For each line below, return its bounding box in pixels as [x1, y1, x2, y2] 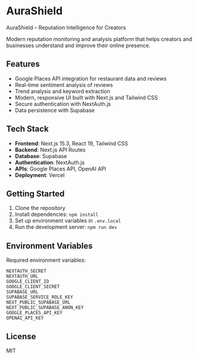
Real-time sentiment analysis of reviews [14, 81, 113, 88]
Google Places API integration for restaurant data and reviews [14, 75, 167, 82]
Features [6, 59, 40, 69]
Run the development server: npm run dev [14, 224, 117, 231]
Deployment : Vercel [14, 171, 65, 178]
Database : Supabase [14, 152, 67, 159]
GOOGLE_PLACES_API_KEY [6, 310, 63, 316]
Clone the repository [14, 205, 66, 212]
